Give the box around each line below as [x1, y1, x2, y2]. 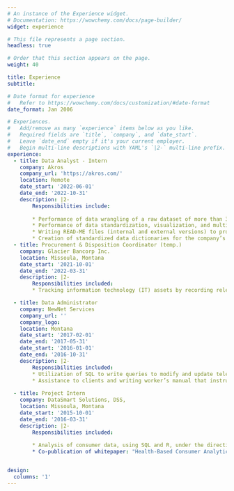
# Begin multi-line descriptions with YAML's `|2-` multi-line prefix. [7, 144, 226, 151]
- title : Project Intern [13, 390, 86, 397]
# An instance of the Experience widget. [7, 10, 130, 17]
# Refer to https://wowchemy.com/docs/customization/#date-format [7, 99, 210, 107]
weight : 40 [7, 61, 39, 68]
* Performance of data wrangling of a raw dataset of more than [32, 215, 223, 223]
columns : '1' [13, 473, 52, 481]
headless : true [7, 42, 52, 49]
